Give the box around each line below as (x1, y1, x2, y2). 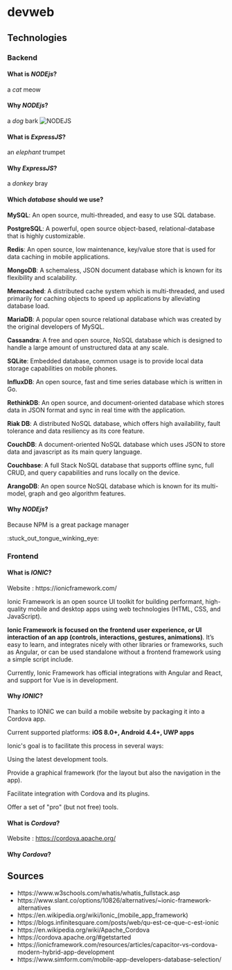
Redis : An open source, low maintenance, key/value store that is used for (7, 245, 216, 254)
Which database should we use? (7, 195, 104, 204)
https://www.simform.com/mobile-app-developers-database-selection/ (17, 955, 222, 963)
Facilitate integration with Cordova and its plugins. (7, 789, 150, 798)
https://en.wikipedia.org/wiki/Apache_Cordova (17, 926, 150, 934)
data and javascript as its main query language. (7, 447, 142, 456)
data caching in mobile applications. (7, 252, 110, 261)
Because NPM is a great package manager (7, 520, 130, 529)
